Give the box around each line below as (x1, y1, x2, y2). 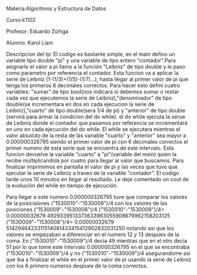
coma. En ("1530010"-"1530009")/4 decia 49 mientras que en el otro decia (6, 237, 188, 244)
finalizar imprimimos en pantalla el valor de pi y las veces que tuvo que (6, 163, 178, 170)
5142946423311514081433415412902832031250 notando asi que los (6, 225, 175, 231)
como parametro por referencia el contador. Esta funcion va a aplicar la (6, 69, 179, 76)
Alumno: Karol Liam (6, 39, 54, 46)
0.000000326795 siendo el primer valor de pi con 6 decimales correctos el (6, 138, 188, 145)
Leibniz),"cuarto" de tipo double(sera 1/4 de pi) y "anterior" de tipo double (6, 107, 186, 114)
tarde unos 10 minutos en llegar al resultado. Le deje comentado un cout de (6, 176, 189, 183)
